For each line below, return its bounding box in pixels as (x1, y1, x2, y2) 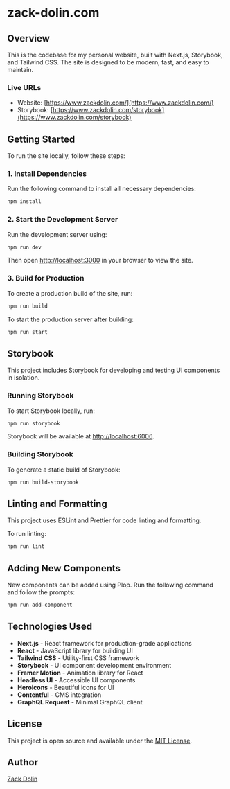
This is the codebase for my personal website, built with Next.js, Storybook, (7, 51, 223, 59)
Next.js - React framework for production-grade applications (17, 639, 192, 647)
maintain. (7, 66, 33, 73)
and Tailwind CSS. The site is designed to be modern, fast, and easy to (7, 58, 209, 67)
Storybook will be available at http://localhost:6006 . (7, 432, 154, 441)
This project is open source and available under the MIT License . (7, 736, 193, 745)
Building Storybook (7, 450, 74, 459)
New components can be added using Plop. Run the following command (7, 580, 213, 589)
